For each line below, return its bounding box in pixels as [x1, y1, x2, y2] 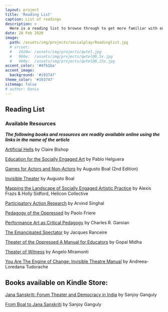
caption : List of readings [5, 17, 61, 22]
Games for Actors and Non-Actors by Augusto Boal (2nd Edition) [5, 166, 138, 172]
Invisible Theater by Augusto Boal [5, 176, 75, 182]
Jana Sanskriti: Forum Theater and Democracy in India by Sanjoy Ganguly [5, 291, 157, 297]
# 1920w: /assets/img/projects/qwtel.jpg [9, 49, 101, 54]
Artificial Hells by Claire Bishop [5, 146, 69, 153]
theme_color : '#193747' [5, 77, 55, 82]
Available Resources [5, 120, 56, 127]
